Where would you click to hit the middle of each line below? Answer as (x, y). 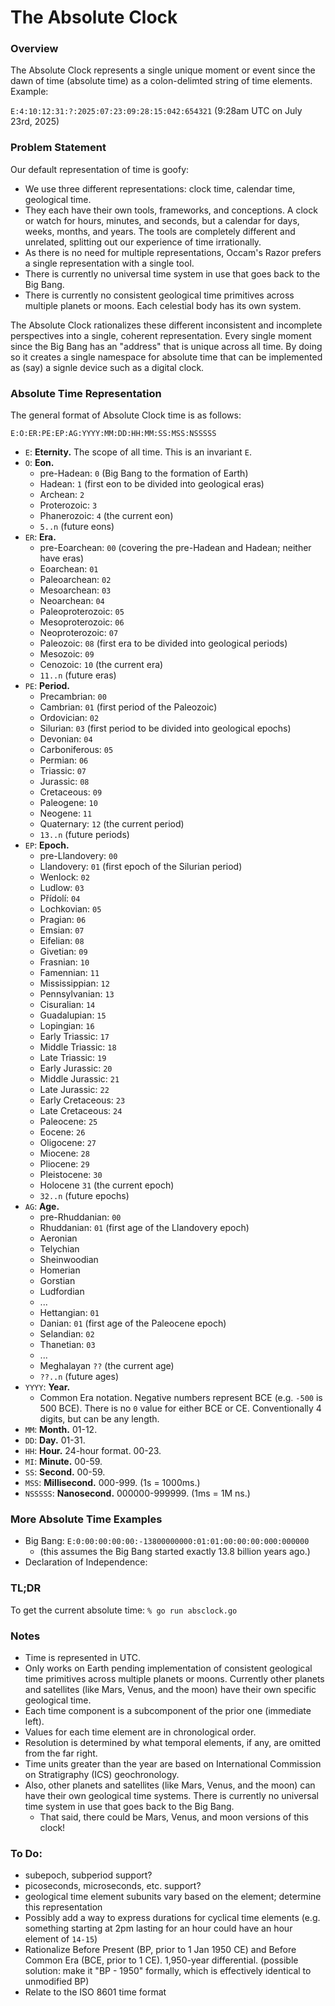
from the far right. (61, 1753)
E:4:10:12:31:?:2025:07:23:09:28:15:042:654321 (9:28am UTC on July (156, 111)
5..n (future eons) (77, 527)
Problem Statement (58, 148)
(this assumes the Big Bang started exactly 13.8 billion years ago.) (175, 1552)
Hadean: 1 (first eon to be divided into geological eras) (152, 484)
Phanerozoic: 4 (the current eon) (106, 516)
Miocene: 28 (64, 1153)
